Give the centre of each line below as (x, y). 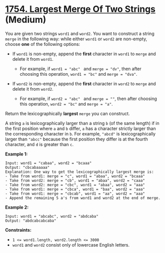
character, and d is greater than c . (39, 144)
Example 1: (17, 154)
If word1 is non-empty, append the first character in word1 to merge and (84, 54)
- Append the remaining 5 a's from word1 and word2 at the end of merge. (83, 198)
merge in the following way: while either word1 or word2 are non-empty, (76, 39)
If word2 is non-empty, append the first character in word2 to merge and (84, 84)
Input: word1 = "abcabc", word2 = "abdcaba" (52, 216)
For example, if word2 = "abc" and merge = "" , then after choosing (88, 99)
